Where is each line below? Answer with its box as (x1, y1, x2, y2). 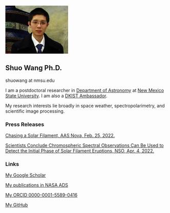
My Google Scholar (5, 172, 46, 178)
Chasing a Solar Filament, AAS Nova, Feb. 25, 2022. (5, 133, 115, 139)
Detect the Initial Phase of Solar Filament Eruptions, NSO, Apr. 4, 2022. (5, 148, 155, 154)
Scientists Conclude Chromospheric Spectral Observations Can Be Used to (5, 142, 164, 148)
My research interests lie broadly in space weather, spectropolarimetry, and (5, 102, 165, 109)
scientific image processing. (5, 108, 65, 114)
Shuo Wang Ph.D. (5, 63, 62, 72)
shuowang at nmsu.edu (5, 77, 55, 83)
